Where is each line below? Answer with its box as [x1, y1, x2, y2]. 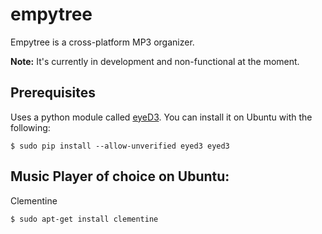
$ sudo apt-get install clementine [10, 214, 159, 224]
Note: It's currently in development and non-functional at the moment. [10, 55, 300, 67]
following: [10, 121, 51, 133]
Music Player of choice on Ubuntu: [10, 168, 230, 185]
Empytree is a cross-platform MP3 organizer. [10, 36, 195, 48]
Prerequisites [10, 84, 96, 102]
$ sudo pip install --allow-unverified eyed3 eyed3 [10, 141, 230, 151]
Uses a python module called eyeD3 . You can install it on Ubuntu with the [10, 111, 313, 123]
